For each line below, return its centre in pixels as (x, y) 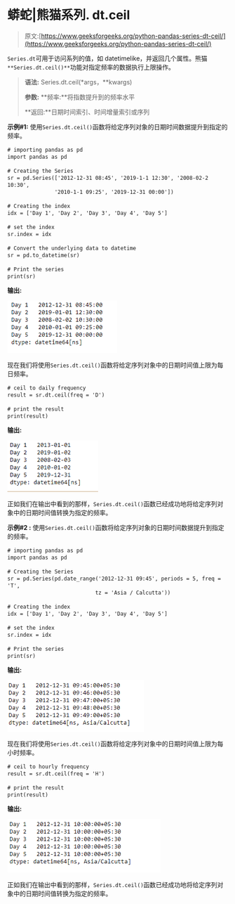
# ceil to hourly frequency (48, 767)
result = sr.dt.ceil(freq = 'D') (56, 395)
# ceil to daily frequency (47, 388)
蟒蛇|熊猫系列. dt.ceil (69, 15)
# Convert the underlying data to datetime (72, 248)
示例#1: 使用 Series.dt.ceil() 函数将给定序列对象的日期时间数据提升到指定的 (117, 127)
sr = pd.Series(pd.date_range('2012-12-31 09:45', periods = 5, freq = (114, 579)
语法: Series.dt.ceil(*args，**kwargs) (78, 82)
